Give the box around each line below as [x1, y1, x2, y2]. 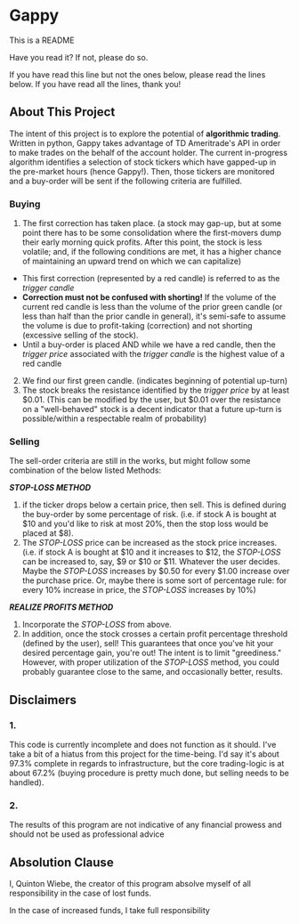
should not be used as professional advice [9, 829, 165, 839]
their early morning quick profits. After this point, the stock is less [21, 237, 263, 247]
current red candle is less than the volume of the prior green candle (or [21, 302, 283, 312]
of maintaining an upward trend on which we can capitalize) [21, 255, 242, 267]
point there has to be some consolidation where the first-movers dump [21, 228, 282, 239]
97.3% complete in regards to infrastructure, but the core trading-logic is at [9, 758, 285, 769]
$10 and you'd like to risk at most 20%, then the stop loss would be [21, 518, 269, 530]
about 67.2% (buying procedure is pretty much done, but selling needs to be [9, 767, 289, 779]
